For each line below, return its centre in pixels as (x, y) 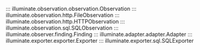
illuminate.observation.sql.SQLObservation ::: (62, 28)
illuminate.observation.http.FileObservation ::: (63, 15)
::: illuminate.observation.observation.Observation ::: (71, 9)
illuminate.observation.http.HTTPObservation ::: (65, 21)
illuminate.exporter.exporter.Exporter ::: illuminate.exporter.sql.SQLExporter (100, 41)
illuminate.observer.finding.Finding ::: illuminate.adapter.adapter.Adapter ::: (99, 34)
